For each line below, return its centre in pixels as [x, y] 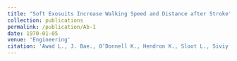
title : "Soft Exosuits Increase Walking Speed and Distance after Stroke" [120, 14]
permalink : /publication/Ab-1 [52, 27]
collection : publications [45, 20]
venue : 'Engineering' [39, 40]
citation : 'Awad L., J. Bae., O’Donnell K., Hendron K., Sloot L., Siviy [118, 46]
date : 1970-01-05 [33, 33]
